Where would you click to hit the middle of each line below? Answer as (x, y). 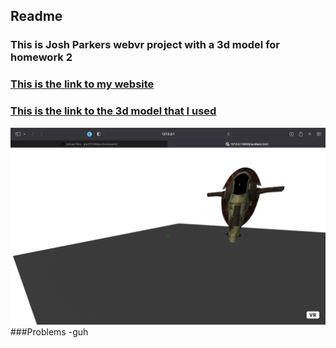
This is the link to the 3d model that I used (113, 111)
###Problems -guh (49, 331)
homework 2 (41, 57)
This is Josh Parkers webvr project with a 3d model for (145, 45)
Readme (36, 16)
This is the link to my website (82, 84)
